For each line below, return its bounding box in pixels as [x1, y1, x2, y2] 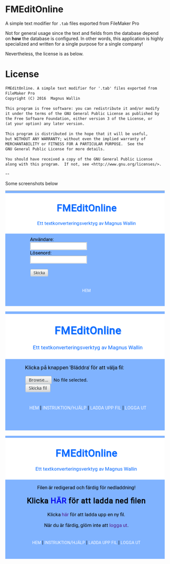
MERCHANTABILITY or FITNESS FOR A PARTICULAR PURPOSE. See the [5, 141, 144, 146]
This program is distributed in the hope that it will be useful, [5, 131, 148, 136]
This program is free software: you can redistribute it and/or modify [5, 106, 159, 111]
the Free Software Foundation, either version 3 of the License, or [5, 116, 153, 121]
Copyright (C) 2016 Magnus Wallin [5, 96, 80, 101]
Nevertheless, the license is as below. [5, 51, 84, 57]
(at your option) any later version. [5, 121, 85, 126]
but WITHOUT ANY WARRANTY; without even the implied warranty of [5, 136, 146, 141]
